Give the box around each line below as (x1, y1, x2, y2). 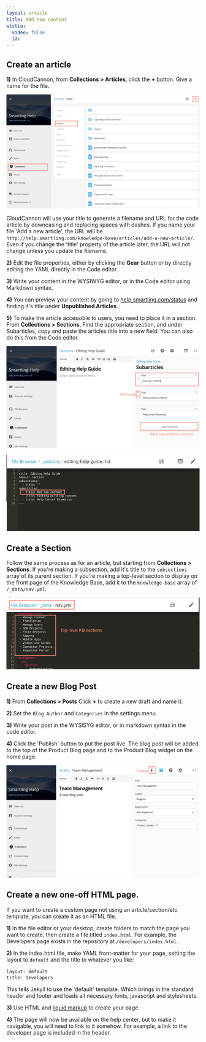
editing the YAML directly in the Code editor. (6, 265, 118, 273)
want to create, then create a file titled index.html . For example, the (6, 931, 177, 938)
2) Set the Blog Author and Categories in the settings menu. (6, 709, 158, 717)
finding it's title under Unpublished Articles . (6, 302, 118, 309)
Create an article (6, 59, 72, 70)
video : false (12, 29, 45, 36)
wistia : (6, 23, 26, 29)
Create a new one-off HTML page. (6, 890, 139, 900)
